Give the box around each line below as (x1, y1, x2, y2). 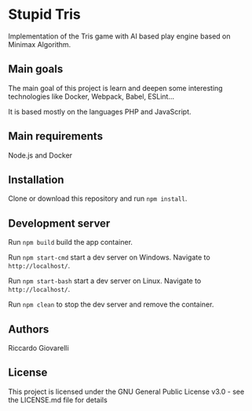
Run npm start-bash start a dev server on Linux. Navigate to (8, 276, 202, 286)
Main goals (8, 63, 64, 76)
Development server (8, 216, 111, 230)
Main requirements (8, 129, 104, 143)
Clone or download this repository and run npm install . (8, 194, 188, 203)
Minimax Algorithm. (8, 39, 71, 49)
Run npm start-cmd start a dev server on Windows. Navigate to (8, 253, 210, 262)
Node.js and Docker (8, 151, 73, 160)
